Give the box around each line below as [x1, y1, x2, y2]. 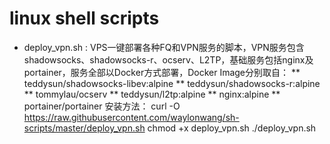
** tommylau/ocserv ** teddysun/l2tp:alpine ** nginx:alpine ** [23, 88, 281, 100]
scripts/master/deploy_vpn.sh [23, 122, 146, 134]
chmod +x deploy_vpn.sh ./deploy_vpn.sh [147, 122, 317, 134]
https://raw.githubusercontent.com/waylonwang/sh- [23, 111, 240, 123]
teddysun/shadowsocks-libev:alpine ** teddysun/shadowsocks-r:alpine [23, 77, 321, 89]
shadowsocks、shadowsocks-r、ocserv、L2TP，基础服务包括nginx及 [23, 53, 314, 66]
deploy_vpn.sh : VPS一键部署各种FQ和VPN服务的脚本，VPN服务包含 [23, 41, 305, 53]
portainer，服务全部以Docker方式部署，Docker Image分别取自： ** [23, 66, 301, 78]
